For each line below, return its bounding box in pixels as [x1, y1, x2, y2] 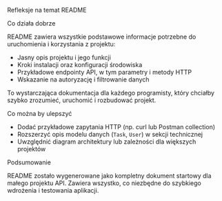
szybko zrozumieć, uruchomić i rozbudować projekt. [7, 96, 157, 104]
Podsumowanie [7, 158, 52, 166]
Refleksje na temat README [7, 6, 87, 14]
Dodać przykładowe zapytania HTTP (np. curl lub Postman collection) [17, 123, 216, 131]
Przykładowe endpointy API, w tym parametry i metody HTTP [17, 68, 192, 76]
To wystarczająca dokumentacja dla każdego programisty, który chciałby [7, 89, 215, 97]
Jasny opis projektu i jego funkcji [17, 53, 112, 61]
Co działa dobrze [7, 19, 56, 27]
